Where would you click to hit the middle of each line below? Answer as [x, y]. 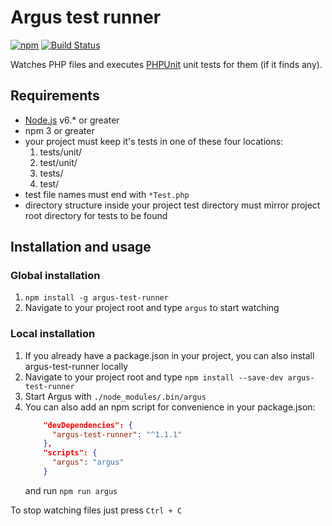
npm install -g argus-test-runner [96, 298]
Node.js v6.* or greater [72, 120]
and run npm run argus [71, 490]
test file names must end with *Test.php [107, 194]
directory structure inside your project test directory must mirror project [172, 205]
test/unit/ [58, 162]
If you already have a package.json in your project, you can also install [169, 355]
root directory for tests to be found [96, 215]
